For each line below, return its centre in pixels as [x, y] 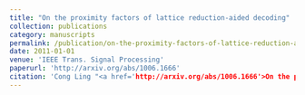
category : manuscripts [52, 34]
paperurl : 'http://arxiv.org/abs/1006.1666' [95, 69]
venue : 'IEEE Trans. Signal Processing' [87, 60]
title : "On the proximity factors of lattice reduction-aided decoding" [150, 18]
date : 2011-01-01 [42, 52]
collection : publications [58, 26]
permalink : [30, 43]
